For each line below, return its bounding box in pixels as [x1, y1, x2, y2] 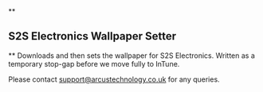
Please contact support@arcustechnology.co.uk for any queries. [8, 75, 221, 84]
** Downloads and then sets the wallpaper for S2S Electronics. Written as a [8, 51, 255, 60]
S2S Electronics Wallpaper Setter [8, 29, 177, 43]
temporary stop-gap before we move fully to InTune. [8, 59, 180, 68]
